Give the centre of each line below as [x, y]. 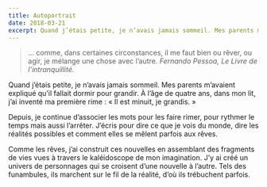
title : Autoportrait [43, 15]
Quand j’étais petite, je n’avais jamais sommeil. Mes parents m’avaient [122, 85]
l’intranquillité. [51, 70]
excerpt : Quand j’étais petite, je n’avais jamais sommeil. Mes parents [131, 30]
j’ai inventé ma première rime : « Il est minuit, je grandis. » [102, 102]
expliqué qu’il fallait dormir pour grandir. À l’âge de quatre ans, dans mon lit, [132, 93]
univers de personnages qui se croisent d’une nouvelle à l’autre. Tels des [127, 166]
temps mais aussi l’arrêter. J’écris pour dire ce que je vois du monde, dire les [133, 126]
